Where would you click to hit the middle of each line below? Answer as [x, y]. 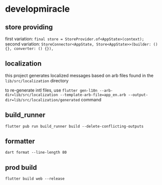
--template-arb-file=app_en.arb [93, 95]
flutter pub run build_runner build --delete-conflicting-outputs [74, 126]
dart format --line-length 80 [36, 153]
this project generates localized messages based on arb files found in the [79, 75]
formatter [20, 141]
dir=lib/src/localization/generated [42, 100]
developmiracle [38, 9]
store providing [29, 27]
